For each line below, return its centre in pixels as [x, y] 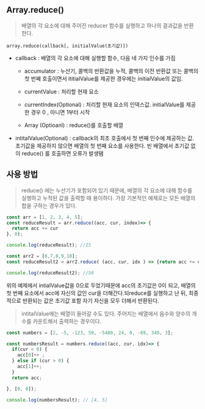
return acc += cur [35, 228]
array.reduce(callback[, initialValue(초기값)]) [67, 46]
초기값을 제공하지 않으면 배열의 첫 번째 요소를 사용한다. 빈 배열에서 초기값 [102, 145]
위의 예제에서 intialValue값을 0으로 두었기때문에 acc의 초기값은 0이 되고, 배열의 [101, 285]
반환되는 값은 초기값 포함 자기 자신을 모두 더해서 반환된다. [91, 300]
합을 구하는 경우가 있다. [49, 205]
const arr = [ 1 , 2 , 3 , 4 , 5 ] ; [45, 217]
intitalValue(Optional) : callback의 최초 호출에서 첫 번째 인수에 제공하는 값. [104, 138]
